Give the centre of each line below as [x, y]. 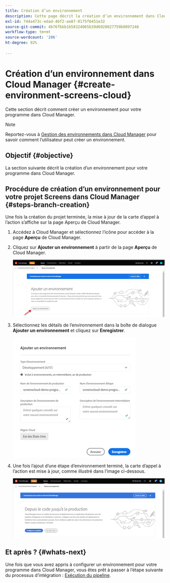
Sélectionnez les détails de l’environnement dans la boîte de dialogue [84, 325]
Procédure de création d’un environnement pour [83, 189]
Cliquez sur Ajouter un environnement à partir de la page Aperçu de [85, 247]
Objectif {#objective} [39, 156]
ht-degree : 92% [21, 43]
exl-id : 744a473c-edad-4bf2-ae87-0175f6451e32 [55, 21]
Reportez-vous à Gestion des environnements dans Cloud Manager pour [81, 134]
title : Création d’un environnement [44, 11]
